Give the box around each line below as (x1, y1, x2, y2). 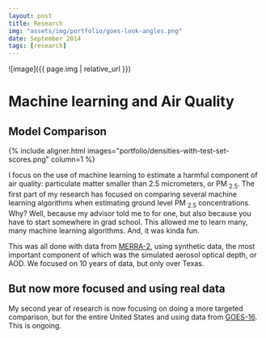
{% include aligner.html (8, 146, 87, 156)
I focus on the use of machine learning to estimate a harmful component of (8, 171, 258, 180)
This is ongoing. (8, 320, 62, 330)
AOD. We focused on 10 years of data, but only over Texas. (8, 258, 205, 268)
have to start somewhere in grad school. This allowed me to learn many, (8, 217, 248, 226)
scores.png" (8, 154, 50, 164)
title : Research (8, 19, 63, 27)
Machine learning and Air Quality (8, 92, 234, 111)
